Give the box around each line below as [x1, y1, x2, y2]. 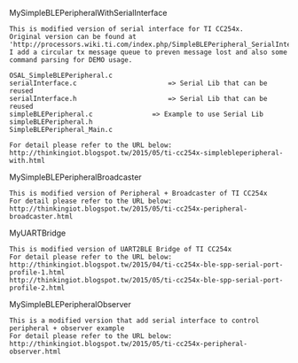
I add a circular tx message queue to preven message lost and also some [9, 48, 288, 57]
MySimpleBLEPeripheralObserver [9, 299, 131, 309]
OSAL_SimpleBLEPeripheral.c [9, 71, 114, 80]
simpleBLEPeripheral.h [9, 118, 93, 127]
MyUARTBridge [9, 228, 67, 238]
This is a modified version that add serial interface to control [9, 316, 260, 325]
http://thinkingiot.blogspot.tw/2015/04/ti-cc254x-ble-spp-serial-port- [9, 260, 284, 269]
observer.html [9, 347, 62, 356]
